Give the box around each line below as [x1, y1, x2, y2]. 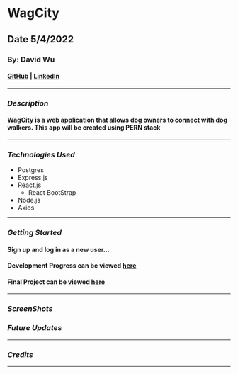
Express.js [17, 174, 48, 182]
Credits [7, 349, 33, 359]
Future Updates [7, 323, 62, 333]
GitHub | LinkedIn [7, 72, 60, 81]
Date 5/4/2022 [7, 33, 74, 45]
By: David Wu [7, 55, 55, 64]
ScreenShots [7, 304, 53, 314]
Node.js [17, 196, 41, 205]
